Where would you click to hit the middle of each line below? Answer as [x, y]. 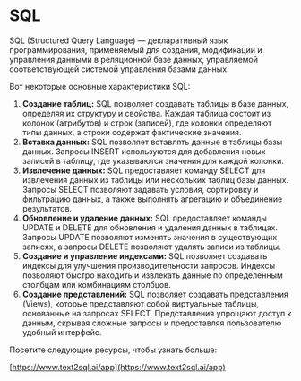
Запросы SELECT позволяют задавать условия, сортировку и [140, 189]
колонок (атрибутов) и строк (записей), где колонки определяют [147, 123]
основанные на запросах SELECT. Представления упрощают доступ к [157, 313]
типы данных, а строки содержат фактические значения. [132, 132]
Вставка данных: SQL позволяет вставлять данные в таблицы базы [152, 142]
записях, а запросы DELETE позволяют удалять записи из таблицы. [151, 247]
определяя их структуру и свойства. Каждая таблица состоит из [146, 113]
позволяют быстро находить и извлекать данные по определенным [153, 275]
